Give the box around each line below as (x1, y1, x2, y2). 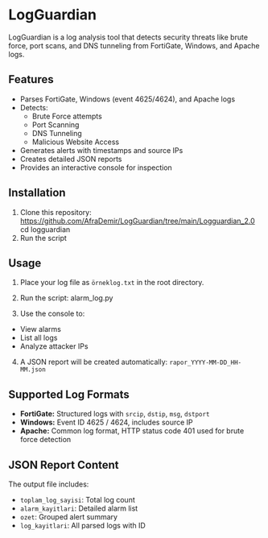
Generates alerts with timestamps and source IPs (19, 145, 183, 155)
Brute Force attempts (31, 111, 102, 121)
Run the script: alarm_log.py (19, 293, 113, 303)
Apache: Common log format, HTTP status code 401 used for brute (19, 426, 245, 436)
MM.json (19, 366, 46, 374)
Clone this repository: (19, 207, 92, 217)
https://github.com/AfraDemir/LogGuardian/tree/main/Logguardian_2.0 (19, 216, 255, 226)
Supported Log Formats (8, 387, 130, 401)
